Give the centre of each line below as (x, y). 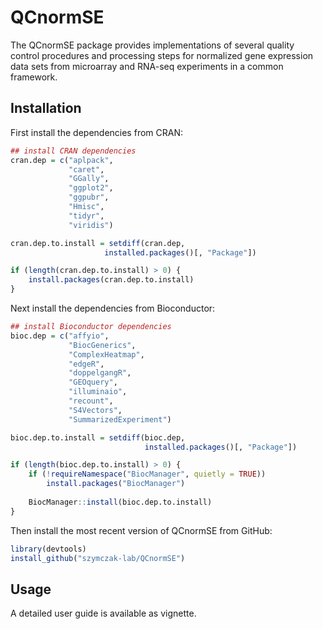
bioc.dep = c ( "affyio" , (60, 336)
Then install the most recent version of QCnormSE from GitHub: (141, 530)
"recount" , (91, 401)
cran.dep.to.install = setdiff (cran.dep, (98, 243)
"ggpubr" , (89, 197)
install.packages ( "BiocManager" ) (116, 484)
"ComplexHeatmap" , (106, 354)
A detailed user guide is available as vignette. (103, 613)
